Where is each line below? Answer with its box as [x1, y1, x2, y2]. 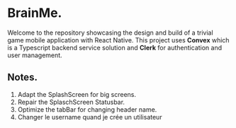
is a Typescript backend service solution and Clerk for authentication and [7, 43, 223, 52]
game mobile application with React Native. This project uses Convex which [7, 35, 230, 44]
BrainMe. [7, 5, 62, 21]
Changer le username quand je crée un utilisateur [17, 112, 162, 121]
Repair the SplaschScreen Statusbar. [17, 98, 125, 106]
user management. [7, 51, 62, 59]
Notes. [7, 71, 38, 83]
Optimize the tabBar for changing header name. [17, 105, 157, 114]
